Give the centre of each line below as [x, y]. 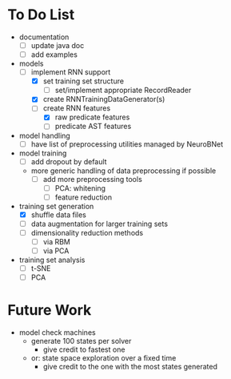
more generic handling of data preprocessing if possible [123, 171]
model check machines [58, 333]
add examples [54, 54]
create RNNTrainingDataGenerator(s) [104, 99]
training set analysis [52, 260]
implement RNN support [71, 72]
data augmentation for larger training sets [100, 224]
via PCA [56, 251]
